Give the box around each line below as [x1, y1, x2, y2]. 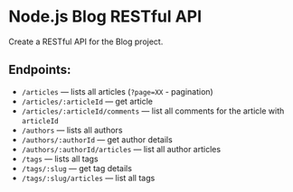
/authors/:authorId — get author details [21, 133, 173, 145]
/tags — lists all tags [21, 153, 99, 164]
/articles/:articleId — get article [21, 96, 153, 106]
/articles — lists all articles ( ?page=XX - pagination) [21, 86, 213, 96]
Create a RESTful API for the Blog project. [8, 36, 164, 47]
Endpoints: [8, 62, 71, 78]
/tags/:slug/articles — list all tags [21, 172, 156, 183]
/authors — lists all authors [21, 124, 123, 135]
